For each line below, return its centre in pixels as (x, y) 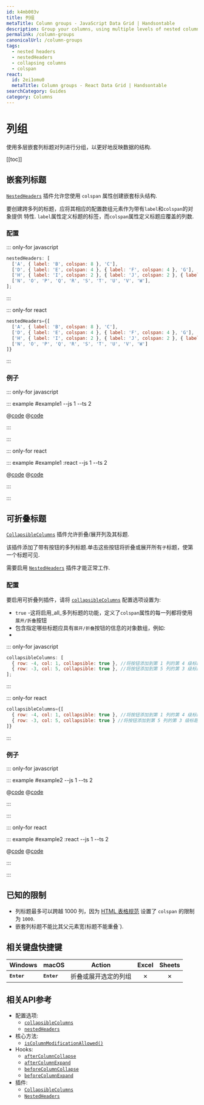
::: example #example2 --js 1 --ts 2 (49, 780)
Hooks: (24, 1050)
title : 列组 (20, 18)
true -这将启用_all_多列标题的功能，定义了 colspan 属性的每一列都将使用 (104, 612)
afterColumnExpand (47, 1063)
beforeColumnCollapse (51, 1070)
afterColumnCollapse (50, 1057)
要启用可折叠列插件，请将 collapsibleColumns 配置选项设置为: (83, 599)
